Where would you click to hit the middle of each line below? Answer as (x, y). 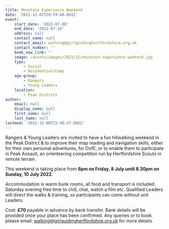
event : (12, 19)
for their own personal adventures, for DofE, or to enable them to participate (85, 148)
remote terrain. (21, 159)
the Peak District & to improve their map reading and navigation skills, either (84, 143)
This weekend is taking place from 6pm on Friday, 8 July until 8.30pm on (82, 169)
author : (13, 99)
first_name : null (33, 114)
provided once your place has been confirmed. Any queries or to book (78, 215)
